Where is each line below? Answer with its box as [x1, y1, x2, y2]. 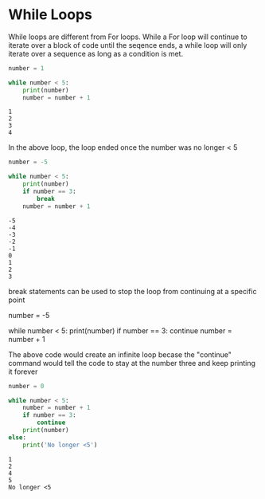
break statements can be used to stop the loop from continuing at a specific [8, 286, 257, 296]
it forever [8, 367, 38, 376]
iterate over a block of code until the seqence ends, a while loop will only [8, 40, 247, 49]
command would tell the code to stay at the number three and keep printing [8, 358, 256, 367]
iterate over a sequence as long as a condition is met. [8, 49, 184, 58]
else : [8, 433, 26, 442]
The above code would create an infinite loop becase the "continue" [8, 349, 232, 360]
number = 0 [8, 382, 45, 390]
